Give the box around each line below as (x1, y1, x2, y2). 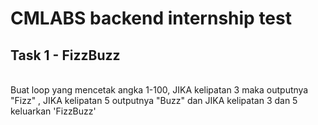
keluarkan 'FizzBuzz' (10, 105, 97, 117)
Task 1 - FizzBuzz (10, 47, 121, 64)
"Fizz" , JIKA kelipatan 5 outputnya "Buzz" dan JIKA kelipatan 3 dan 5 (10, 95, 298, 106)
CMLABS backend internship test (10, 7, 292, 30)
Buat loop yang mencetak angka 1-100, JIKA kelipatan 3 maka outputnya (10, 84, 309, 96)
